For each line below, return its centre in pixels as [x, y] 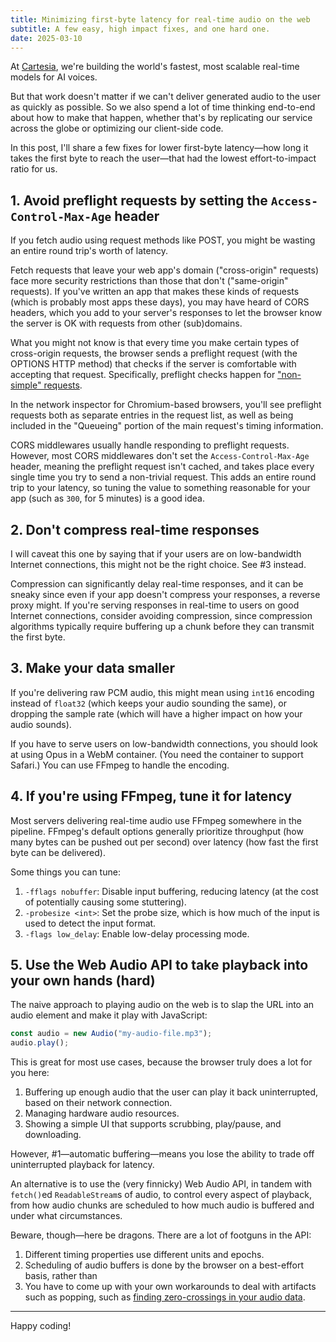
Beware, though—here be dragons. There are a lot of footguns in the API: [161, 1235]
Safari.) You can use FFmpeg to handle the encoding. [120, 765]
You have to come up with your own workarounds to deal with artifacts [170, 1287]
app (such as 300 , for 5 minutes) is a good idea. [107, 498]
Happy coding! [41, 1326]
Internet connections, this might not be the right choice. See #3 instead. [158, 564]
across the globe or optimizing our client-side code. [117, 128]
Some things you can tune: [65, 872]
